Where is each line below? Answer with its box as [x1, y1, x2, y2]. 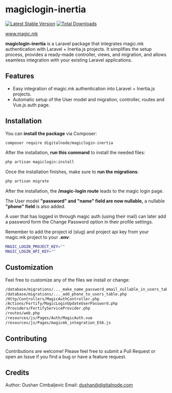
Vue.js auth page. [12, 102, 50, 108]
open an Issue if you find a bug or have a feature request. [5, 353, 126, 360]
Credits [5, 368, 30, 377]
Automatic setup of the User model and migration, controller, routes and [12, 96, 165, 102]
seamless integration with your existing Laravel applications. [5, 57, 133, 63]
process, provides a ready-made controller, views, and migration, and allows [5, 51, 167, 58]
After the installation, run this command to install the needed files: [5, 149, 145, 156]
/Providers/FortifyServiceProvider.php [5, 306, 91, 311]
